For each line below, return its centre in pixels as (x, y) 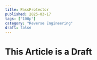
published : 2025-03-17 (28, 14)
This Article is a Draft (48, 52)
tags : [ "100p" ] (20, 19)
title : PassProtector (27, 10)
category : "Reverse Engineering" (39, 23)
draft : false (18, 28)
